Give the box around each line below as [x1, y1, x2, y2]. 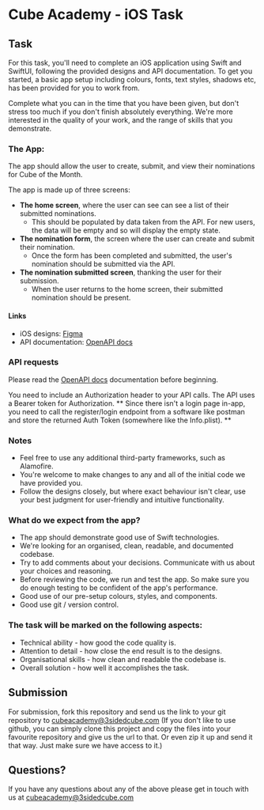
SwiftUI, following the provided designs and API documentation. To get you [8, 66, 253, 76]
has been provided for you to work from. [8, 83, 140, 93]
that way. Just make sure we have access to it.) [8, 740, 163, 750]
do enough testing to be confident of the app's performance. [19, 583, 218, 592]
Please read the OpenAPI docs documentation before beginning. [8, 374, 219, 384]
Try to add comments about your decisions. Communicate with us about [19, 558, 255, 567]
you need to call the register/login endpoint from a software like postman [8, 407, 245, 416]
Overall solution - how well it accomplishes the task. [19, 663, 190, 672]
